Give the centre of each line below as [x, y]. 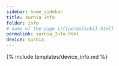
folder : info [23, 23]
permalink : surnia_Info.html [43, 34]
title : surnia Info [31, 17]
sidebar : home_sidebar [35, 12]
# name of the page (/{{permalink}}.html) [60, 28]
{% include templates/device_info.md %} [57, 57]
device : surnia [25, 40]
